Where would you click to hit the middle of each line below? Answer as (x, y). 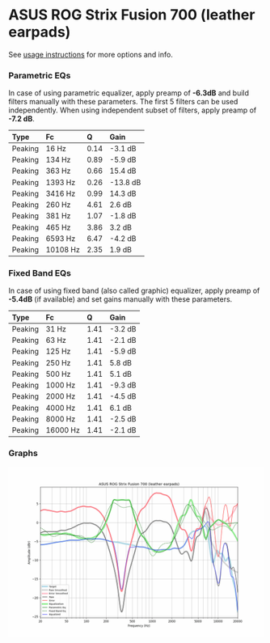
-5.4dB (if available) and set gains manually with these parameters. (120, 299)
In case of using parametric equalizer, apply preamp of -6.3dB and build (129, 93)
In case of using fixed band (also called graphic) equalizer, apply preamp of (134, 291)
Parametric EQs (40, 75)
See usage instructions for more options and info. (91, 54)
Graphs (23, 453)
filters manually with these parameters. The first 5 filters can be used (123, 102)
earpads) (40, 32)
